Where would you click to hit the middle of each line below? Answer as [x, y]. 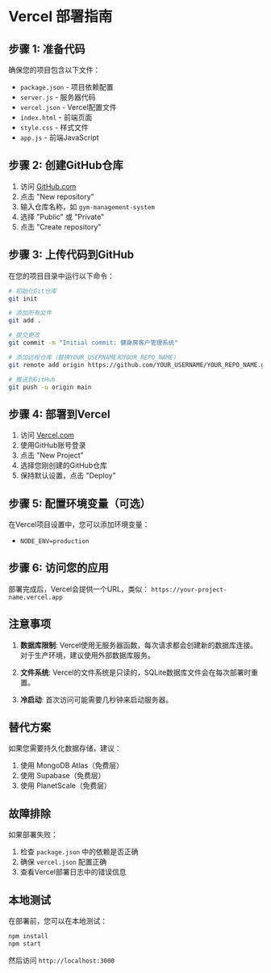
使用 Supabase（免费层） [63, 776]
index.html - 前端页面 [56, 117]
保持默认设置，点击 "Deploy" [68, 476]
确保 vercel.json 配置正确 [63, 862]
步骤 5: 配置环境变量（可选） [80, 503]
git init [23, 299]
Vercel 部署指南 [60, 17]
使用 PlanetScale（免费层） [65, 786]
